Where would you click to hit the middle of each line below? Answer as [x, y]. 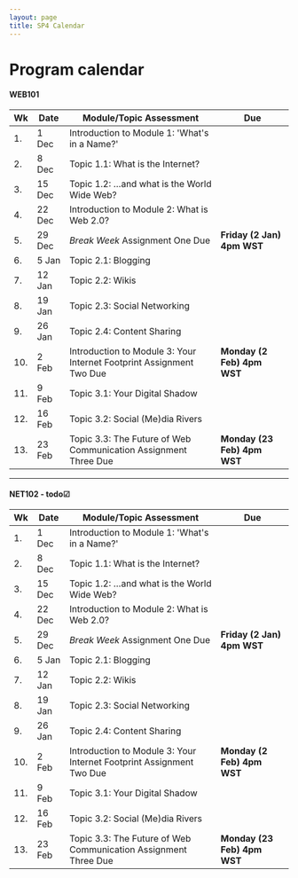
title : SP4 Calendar [47, 26]
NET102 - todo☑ [40, 494]
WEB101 [24, 95]
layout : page [33, 17]
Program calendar [77, 70]
